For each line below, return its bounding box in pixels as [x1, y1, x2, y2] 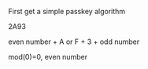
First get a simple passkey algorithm [8, 7, 126, 16]
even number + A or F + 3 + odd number [8, 37, 140, 46]
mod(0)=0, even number [8, 53, 88, 61]
